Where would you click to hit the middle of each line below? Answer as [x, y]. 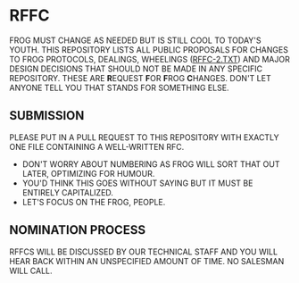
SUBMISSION [47, 116]
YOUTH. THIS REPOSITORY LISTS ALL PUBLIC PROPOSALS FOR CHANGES [149, 49]
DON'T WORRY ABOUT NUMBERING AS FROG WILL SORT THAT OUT [151, 164]
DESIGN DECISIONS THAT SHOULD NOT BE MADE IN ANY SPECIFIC [136, 69]
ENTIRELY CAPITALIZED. [68, 192]
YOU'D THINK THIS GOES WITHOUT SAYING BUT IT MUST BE [137, 183]
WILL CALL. [31, 271]
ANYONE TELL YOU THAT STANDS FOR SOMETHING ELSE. [119, 87]
